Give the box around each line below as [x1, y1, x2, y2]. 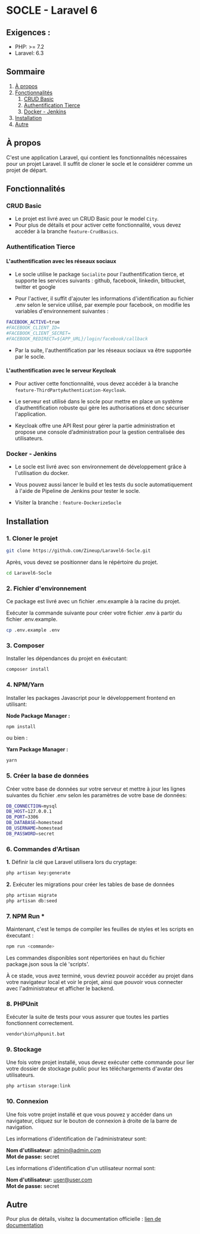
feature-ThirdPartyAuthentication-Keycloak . [14, 386, 127, 394]
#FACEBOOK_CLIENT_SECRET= [6, 331, 70, 337]
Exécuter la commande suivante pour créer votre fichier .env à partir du [6, 609, 182, 616]
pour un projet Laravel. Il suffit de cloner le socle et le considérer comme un [6, 160, 193, 167]
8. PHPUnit [6, 999, 39, 1008]
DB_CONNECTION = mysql [6, 803, 58, 809]
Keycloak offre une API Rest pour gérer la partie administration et [14, 422, 175, 430]
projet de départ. [6, 166, 48, 174]
